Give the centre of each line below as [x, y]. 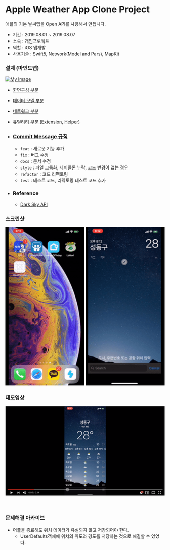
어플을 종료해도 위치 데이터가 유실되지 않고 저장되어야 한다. [71, 530]
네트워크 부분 [26, 111]
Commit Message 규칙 [40, 137]
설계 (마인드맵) [22, 68]
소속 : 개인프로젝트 [31, 41]
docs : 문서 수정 [35, 161]
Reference [26, 193]
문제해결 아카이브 [25, 518]
